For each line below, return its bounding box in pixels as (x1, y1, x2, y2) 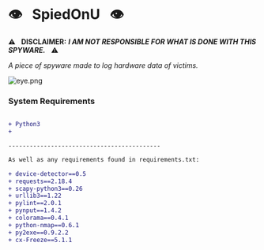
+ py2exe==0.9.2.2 (8, 229, 69, 237)
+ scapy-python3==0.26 (8, 185, 83, 192)
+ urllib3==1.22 (8, 192, 62, 200)
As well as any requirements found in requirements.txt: (8, 155, 200, 163)
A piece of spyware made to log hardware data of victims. (8, 60, 199, 70)
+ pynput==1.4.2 (8, 207, 62, 215)
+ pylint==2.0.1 (8, 200, 62, 207)
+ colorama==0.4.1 (8, 214, 69, 222)
